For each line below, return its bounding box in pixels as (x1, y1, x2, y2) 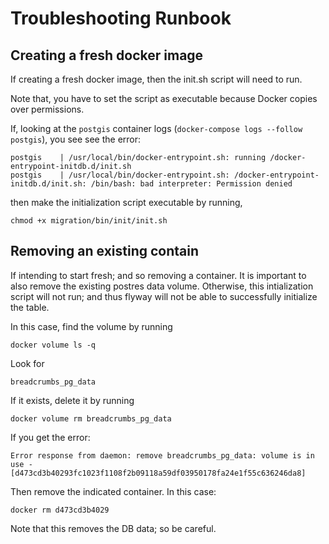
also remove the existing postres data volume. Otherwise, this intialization (10, 280, 314, 292)
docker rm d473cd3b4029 (10, 505, 110, 515)
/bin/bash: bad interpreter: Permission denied (90, 179, 293, 189)
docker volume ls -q (10, 340, 97, 350)
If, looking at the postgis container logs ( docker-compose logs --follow (10, 123, 303, 134)
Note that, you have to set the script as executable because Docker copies (10, 93, 318, 104)
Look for (10, 357, 45, 369)
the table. (10, 301, 50, 313)
